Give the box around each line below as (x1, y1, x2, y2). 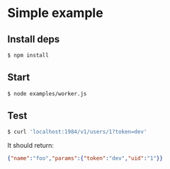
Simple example (7, 5, 104, 21)
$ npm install (7, 52, 50, 59)
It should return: (7, 141, 55, 150)
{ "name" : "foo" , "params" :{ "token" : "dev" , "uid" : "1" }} (7, 155, 163, 162)
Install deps (7, 33, 60, 45)
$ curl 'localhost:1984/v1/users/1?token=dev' (7, 129, 147, 136)
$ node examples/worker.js (7, 90, 87, 97)
